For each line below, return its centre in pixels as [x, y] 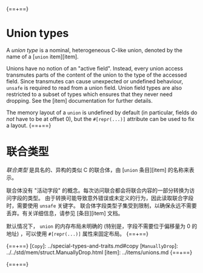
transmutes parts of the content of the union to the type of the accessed [97, 75]
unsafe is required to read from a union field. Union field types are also [94, 88]
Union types [38, 33]
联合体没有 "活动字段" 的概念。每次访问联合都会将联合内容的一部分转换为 [98, 190]
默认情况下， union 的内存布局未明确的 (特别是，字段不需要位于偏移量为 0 [98, 226]
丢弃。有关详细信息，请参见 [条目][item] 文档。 [65, 213]
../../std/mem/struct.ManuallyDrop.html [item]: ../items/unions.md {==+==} [99, 252]
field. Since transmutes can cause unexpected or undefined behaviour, [95, 81]
